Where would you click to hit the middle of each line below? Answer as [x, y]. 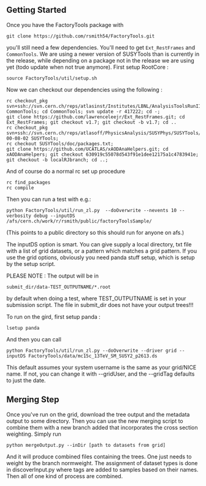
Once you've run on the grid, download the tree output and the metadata [98, 414]
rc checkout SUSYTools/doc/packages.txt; [60, 143]
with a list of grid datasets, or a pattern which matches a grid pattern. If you [102, 251]
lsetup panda [23, 328]
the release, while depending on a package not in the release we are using [100, 60]
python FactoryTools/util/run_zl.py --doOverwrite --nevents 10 [91, 210]
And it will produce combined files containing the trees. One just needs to [99, 457]
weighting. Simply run [34, 434]
